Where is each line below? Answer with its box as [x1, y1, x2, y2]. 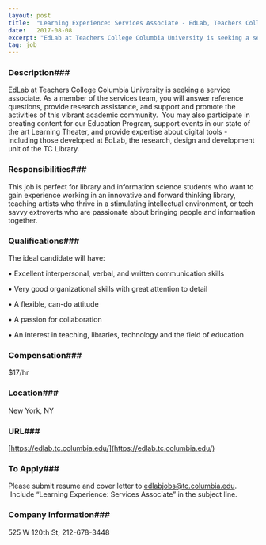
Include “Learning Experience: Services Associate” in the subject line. [9, 490, 237, 499]
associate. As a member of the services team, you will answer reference [8, 93, 244, 103]
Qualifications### [8, 235, 80, 246]
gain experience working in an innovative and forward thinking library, [8, 190, 236, 200]
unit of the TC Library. [8, 144, 80, 154]
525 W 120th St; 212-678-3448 [8, 528, 110, 537]
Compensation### [8, 349, 82, 360]
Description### [8, 67, 70, 78]
